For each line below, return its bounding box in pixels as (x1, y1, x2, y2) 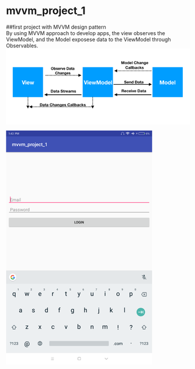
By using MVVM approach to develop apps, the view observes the (6, 29, 165, 36)
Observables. (6, 42, 39, 49)
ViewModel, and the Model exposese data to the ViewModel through (6, 36, 171, 43)
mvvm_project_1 (6, 4, 86, 18)
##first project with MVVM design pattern (6, 23, 106, 30)
